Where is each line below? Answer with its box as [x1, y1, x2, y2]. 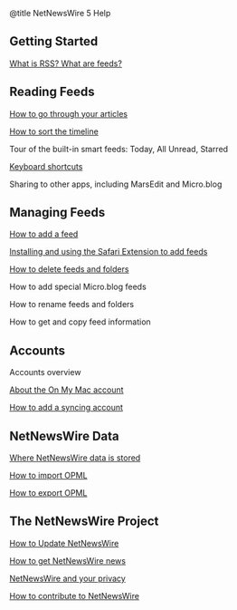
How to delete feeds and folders [9, 264, 129, 275]
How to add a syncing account [9, 402, 124, 413]
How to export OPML [9, 488, 88, 499]
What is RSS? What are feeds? [9, 58, 122, 69]
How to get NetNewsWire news [9, 555, 127, 566]
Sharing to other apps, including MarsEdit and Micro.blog [9, 179, 223, 189]
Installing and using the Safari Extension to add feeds [9, 247, 208, 257]
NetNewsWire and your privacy [9, 573, 127, 584]
